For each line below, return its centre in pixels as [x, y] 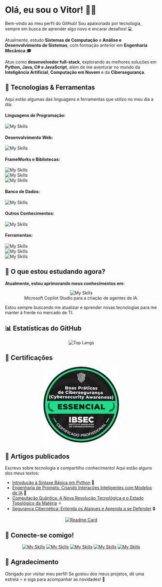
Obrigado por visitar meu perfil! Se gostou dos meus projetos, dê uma [74, 574]
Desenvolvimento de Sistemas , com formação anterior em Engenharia [76, 45]
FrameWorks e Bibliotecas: [33, 159]
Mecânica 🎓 [18, 50]
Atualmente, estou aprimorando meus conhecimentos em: [65, 283]
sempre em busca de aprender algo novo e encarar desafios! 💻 [69, 29]
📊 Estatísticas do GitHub [43, 328]
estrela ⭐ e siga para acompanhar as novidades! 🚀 [55, 579]
